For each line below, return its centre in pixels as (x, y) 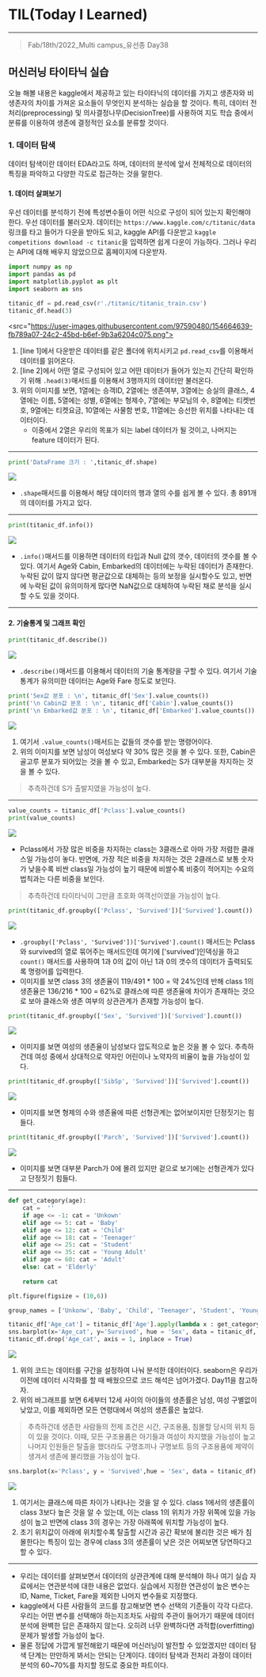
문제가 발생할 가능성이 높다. (62, 1635)
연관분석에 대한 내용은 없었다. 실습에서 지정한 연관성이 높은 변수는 (149, 1586)
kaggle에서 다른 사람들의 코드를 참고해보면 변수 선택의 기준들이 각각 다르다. (136, 1606)
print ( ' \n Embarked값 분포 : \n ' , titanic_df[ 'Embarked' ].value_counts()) (132, 711)
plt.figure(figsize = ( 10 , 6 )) (58, 1296)
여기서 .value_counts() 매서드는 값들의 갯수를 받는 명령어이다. (116, 741)
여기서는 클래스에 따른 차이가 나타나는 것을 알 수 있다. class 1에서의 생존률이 (137, 1502)
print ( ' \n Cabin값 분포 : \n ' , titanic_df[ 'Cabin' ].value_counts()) (121, 704)
